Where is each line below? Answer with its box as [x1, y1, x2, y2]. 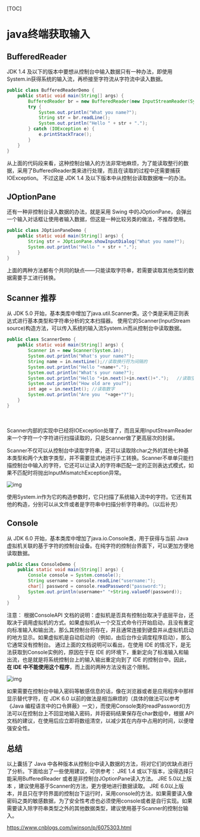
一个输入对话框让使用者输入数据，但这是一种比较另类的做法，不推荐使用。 [7, 216, 189, 223]
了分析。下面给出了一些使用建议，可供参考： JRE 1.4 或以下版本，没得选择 [7, 768, 189, 775]
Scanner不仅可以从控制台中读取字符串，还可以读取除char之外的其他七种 [7, 447, 184, 454]
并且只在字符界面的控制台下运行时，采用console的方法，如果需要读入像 [17, 790, 192, 797]
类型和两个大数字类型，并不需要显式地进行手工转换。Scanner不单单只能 [11, 454, 189, 462]
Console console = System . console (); [28, 572, 121, 578]
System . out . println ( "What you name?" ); [38, 109, 137, 115]
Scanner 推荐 [7, 293, 56, 303]
